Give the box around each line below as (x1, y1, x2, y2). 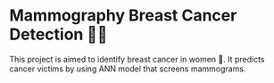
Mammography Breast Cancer (9, 5, 237, 26)
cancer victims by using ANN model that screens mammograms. (9, 63, 246, 74)
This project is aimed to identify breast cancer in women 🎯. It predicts (9, 54, 265, 64)
